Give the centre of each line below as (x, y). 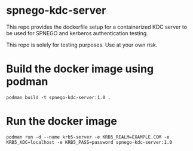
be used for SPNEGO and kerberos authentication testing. (77, 33)
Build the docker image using (80, 69)
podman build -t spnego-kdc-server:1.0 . (59, 97)
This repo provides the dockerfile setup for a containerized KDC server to (96, 27)
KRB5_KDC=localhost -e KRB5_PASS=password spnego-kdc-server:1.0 (89, 142)
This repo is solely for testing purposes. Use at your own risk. (82, 45)
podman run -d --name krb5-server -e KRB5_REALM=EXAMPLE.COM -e (88, 137)
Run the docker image (62, 121)
